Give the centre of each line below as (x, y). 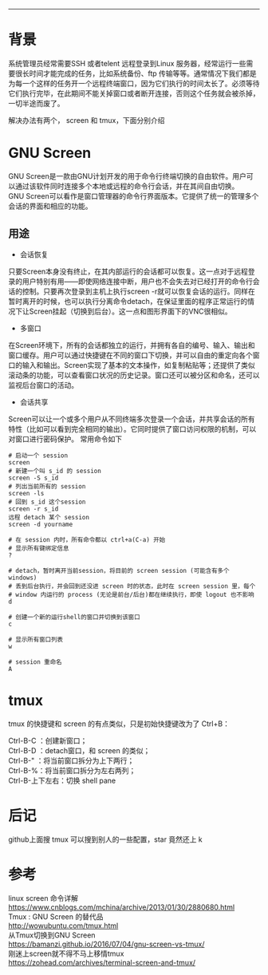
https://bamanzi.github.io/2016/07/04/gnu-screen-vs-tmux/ (106, 944)
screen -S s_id (33, 478)
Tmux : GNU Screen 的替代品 (56, 916)
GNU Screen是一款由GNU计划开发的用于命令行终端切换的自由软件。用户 (128, 176)
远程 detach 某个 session (49, 517)
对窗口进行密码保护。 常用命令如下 (65, 439)
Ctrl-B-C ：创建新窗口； (48, 740)
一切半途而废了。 (36, 103)
